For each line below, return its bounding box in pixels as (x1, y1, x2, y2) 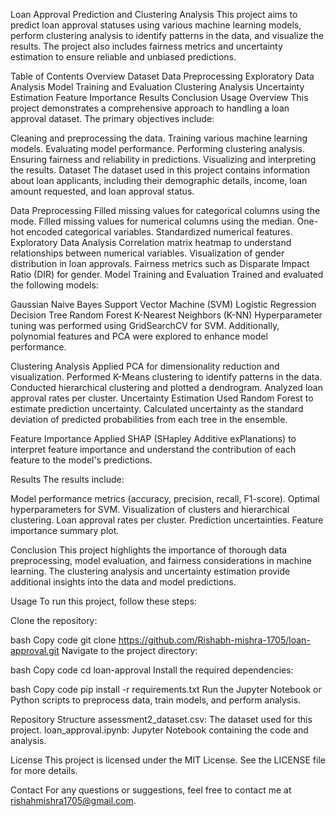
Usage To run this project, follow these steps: (10, 595, 198, 607)
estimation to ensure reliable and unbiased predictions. (10, 51, 237, 63)
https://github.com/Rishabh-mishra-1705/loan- (118, 634, 311, 646)
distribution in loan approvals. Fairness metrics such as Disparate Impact (10, 258, 310, 269)
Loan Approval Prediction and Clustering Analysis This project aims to (10, 9, 298, 20)
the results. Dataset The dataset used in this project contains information (10, 164, 311, 176)
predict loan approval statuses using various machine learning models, (10, 19, 302, 31)
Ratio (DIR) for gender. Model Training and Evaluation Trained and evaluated (10, 269, 324, 280)
